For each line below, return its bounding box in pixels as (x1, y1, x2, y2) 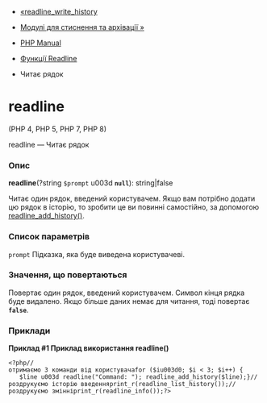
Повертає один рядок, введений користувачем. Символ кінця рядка (8, 288, 245, 297)
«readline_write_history (19, 7, 98, 16)
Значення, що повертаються (8, 269, 127, 280)
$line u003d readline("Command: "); (19, 373, 143, 381)
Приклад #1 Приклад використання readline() (8, 343, 169, 353)
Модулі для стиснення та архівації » (19, 23, 145, 31)
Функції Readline (19, 54, 77, 63)
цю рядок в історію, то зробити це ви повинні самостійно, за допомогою (8, 202, 260, 212)
